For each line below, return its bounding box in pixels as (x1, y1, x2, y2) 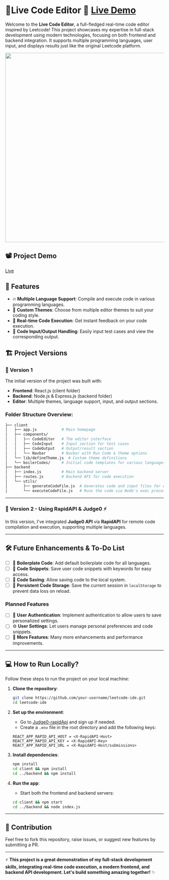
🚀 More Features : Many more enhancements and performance (12, 634, 143, 640)
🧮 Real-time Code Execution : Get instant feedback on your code (12, 318, 147, 324)
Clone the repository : (12, 686, 58, 692)
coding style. (12, 312, 40, 318)
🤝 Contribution (5, 823, 52, 832)
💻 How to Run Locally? (5, 660, 79, 668)
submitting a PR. (5, 842, 39, 848)
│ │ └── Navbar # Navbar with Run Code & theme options (5, 450, 147, 456)
